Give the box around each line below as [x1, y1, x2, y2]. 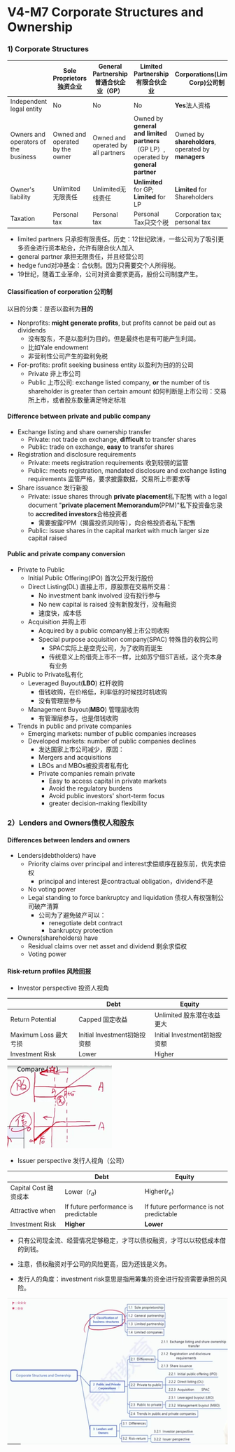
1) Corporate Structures [7, 44, 90, 54]
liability [10, 192, 31, 201]
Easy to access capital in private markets [48, 777, 167, 786]
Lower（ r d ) [64, 1187, 97, 1197]
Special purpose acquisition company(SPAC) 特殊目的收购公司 [38, 636, 218, 644]
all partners [92, 149, 126, 157]
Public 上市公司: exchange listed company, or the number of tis [27, 378, 210, 386]
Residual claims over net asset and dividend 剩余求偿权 [27, 942, 187, 950]
